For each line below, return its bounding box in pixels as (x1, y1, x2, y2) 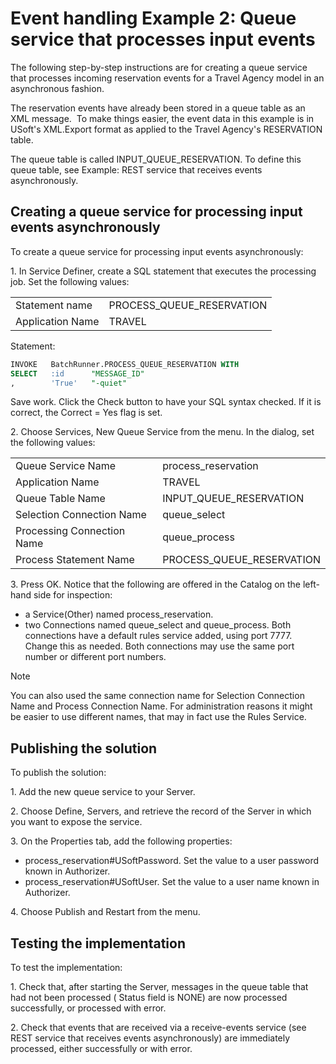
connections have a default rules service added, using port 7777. (24, 630, 293, 642)
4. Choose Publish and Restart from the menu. (10, 906, 201, 918)
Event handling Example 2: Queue (10, 7, 297, 30)
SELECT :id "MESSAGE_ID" (10, 368, 145, 379)
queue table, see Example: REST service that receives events (10, 163, 263, 176)
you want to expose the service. (10, 816, 143, 828)
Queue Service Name (15, 459, 116, 473)
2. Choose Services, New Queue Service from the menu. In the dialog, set (10, 426, 315, 438)
